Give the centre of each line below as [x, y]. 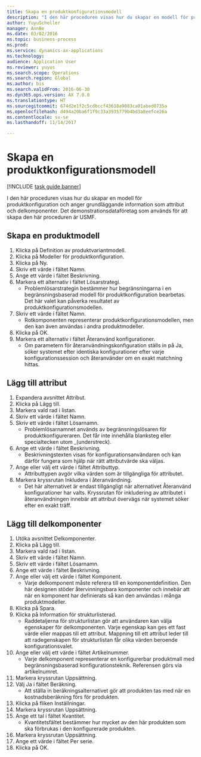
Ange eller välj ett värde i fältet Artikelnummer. [72, 652]
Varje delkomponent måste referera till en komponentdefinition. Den [108, 583]
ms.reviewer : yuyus [31, 67]
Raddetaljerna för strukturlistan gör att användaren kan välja [98, 620]
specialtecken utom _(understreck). [68, 441]
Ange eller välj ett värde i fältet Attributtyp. [67, 467]
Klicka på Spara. [35, 608]
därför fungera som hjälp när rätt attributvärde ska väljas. [95, 461]
